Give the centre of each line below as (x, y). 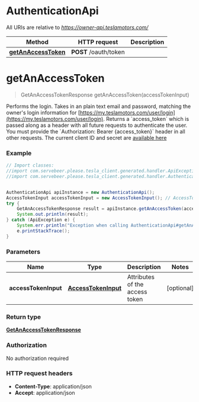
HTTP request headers (39, 374)
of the (135, 284)
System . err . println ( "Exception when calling (73, 226)
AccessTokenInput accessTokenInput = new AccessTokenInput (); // (88, 198)
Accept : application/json (45, 393)
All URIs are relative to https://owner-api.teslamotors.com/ (77, 27)
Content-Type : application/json (53, 386)
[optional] (180, 288)
